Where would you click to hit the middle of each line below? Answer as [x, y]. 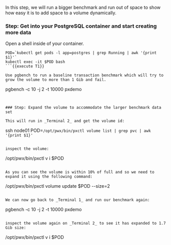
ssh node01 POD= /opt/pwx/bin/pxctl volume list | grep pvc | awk [78, 130]
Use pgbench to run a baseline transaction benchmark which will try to [84, 75]
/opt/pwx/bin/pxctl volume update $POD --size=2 [58, 186]
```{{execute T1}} [25, 66]
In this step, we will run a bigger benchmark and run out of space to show [83, 7]
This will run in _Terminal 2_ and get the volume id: [65, 121]
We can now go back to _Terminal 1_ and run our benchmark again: [78, 200]
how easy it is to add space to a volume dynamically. [61, 13]
